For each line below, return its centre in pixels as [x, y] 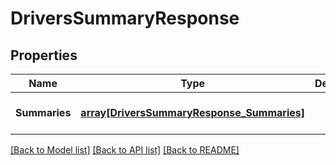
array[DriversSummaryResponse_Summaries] [192, 112]
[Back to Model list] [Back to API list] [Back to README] [125, 150]
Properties [44, 55]
